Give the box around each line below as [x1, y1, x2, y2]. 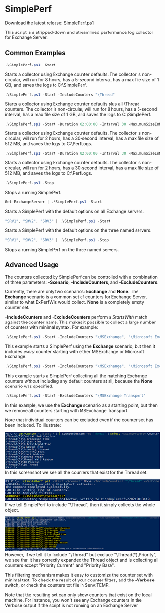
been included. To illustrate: [5, 422, 61, 428]
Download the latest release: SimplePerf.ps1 [5, 20, 94, 26]
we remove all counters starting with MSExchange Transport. [5, 408, 129, 414]
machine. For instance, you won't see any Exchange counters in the [5, 597, 142, 603]
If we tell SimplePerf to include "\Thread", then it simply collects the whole [5, 502, 155, 508]
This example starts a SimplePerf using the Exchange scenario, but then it [5, 343, 156, 349]
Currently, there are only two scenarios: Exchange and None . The [5, 289, 139, 294]
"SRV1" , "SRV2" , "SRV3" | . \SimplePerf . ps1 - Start [5, 219, 111, 224]
